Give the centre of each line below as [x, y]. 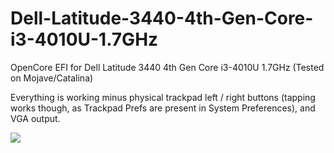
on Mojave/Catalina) [52, 78]
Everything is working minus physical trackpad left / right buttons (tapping [163, 97]
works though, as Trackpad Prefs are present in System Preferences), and [163, 108]
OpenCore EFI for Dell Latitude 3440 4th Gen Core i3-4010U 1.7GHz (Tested [167, 67]
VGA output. [35, 118]
